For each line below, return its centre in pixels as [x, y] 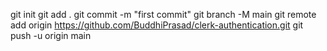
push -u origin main [51, 35]
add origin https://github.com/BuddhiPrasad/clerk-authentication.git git [157, 25]
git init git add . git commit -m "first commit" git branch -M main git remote [163, 14]
